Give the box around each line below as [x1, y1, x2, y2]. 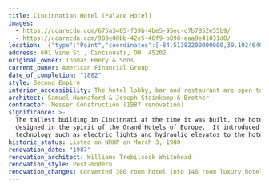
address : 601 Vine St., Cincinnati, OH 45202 [8, 49, 167, 57]
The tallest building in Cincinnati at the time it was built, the [15, 116, 246, 124]
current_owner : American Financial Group [8, 64, 149, 72]
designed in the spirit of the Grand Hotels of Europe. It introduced [15, 123, 260, 131]
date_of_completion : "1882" [8, 71, 102, 79]
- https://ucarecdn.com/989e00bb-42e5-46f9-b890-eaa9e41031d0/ [15, 34, 231, 42]
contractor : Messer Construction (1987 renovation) [8, 101, 184, 109]
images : [8, 19, 34, 27]
